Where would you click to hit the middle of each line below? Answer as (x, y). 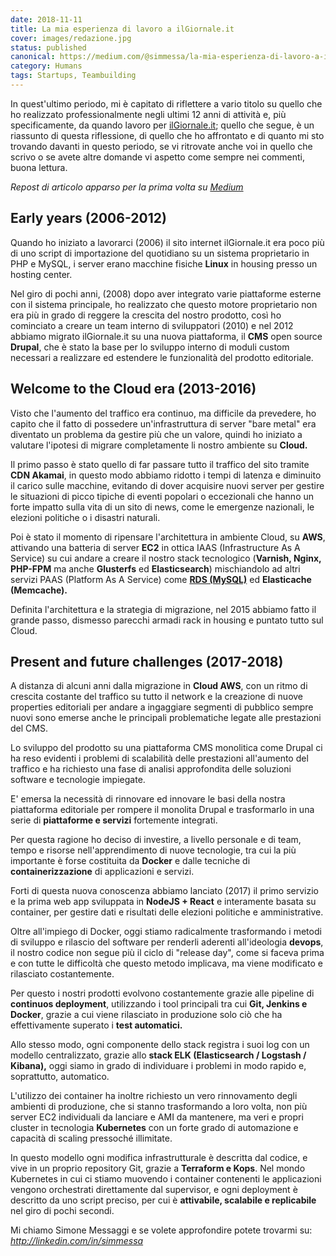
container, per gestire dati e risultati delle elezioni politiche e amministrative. (167, 912)
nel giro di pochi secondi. (62, 1211)
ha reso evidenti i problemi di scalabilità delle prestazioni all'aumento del (159, 758)
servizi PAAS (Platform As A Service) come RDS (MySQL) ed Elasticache (161, 579)
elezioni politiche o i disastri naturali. (85, 517)
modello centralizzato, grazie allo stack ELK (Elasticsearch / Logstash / (158, 1055)
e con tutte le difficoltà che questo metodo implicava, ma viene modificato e (166, 963)
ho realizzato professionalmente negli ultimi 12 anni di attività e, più (148, 114)
